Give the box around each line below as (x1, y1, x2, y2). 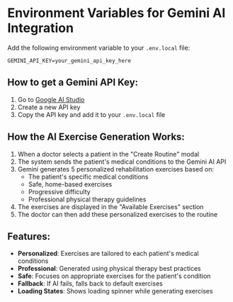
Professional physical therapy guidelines (28, 195, 147, 203)
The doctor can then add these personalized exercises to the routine (17, 210, 218, 218)
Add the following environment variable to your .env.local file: (7, 43, 191, 52)
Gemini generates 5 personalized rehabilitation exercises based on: (17, 164, 215, 173)
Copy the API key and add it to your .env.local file (17, 110, 166, 118)
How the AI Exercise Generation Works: (7, 131, 186, 143)
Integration (7, 20, 74, 36)
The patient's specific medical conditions (28, 172, 149, 181)
